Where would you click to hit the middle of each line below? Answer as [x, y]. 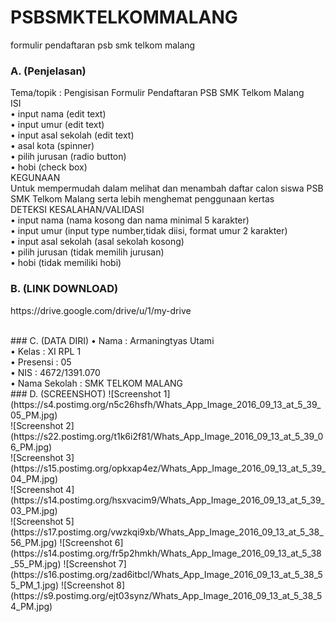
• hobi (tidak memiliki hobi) [66, 263]
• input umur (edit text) [57, 125]
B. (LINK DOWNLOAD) [64, 289]
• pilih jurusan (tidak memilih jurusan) [87, 252]
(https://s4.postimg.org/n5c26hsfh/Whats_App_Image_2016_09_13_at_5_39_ [166, 404]
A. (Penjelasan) [48, 71]
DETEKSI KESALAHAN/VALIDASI [77, 210]
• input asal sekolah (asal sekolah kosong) [97, 242]
